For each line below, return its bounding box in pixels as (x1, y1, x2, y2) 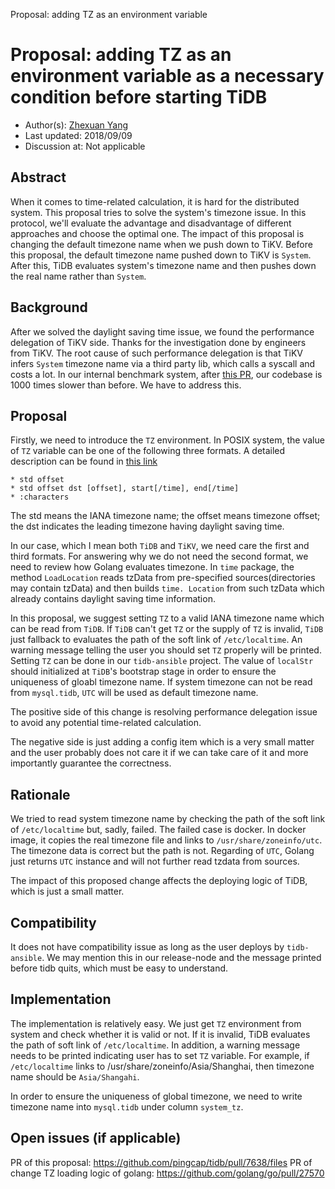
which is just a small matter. (10, 885, 125, 898)
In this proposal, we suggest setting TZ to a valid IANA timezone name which (10, 612, 325, 624)
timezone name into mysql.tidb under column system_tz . (10, 1100, 244, 1113)
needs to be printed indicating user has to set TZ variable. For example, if (10, 1049, 310, 1061)
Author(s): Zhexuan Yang (24, 119, 128, 131)
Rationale (10, 786, 71, 803)
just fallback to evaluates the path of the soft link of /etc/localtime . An (10, 634, 303, 646)
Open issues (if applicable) (10, 1130, 182, 1147)
